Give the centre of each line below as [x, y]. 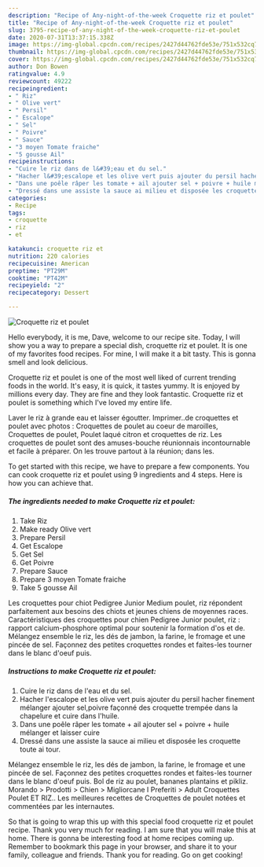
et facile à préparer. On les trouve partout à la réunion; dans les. [111, 451]
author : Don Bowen [38, 67]
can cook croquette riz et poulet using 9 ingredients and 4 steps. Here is [125, 475]
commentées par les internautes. [62, 806]
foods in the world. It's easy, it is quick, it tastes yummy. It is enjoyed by [124, 386]
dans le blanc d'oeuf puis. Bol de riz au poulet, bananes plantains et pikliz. [128, 781]
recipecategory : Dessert [49, 293]
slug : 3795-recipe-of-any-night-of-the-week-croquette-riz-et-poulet [125, 30]
